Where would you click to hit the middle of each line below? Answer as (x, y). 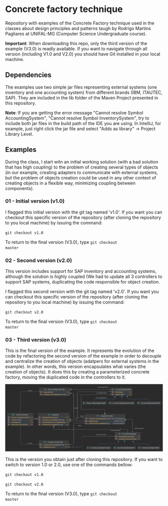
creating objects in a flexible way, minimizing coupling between (70, 183)
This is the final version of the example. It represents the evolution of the (80, 350)
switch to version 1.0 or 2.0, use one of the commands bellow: (69, 465)
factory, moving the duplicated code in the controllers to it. (65, 377)
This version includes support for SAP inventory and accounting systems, (81, 271)
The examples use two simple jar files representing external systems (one (81, 87)
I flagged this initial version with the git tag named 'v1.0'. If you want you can (84, 212)
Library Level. (19, 134)
